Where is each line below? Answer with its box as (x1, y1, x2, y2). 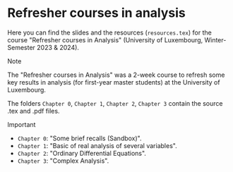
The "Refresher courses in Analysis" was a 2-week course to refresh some (7, 70, 225, 79)
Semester (7, 43, 35, 51)
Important (7, 120, 36, 128)
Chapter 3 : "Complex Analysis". (17, 156, 109, 165)
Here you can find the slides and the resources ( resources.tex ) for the (7, 28, 212, 37)
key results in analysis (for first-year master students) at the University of (7, 78, 220, 86)
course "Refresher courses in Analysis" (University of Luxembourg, (7, 35, 203, 44)
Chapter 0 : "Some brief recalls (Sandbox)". (17, 134, 143, 142)
